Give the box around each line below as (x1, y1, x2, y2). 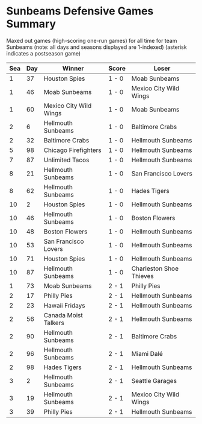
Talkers (43, 318, 64, 327)
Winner (62, 64, 84, 72)
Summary (6, 17, 56, 31)
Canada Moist (43, 311, 83, 319)
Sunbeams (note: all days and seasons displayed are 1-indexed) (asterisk (6, 43, 188, 51)
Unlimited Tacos (43, 156, 90, 164)
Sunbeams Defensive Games (6, 4, 154, 18)
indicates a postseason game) (6, 49, 81, 57)
